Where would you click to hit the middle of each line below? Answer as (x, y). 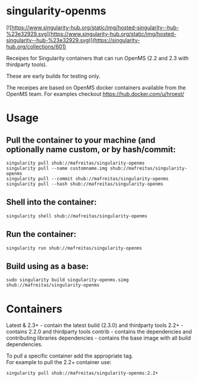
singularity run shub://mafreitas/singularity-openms (74, 248)
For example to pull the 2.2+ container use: (59, 362)
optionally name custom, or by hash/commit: (91, 150)
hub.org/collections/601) (36, 47)
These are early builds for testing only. (53, 76)
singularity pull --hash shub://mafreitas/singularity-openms (85, 184)
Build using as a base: (48, 266)
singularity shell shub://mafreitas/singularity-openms (77, 216)
